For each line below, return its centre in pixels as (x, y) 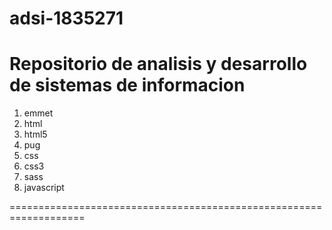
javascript (44, 188)
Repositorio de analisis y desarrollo (158, 64)
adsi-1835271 (66, 18)
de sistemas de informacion (127, 85)
